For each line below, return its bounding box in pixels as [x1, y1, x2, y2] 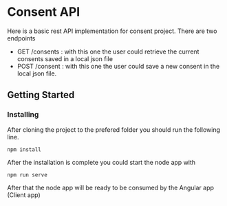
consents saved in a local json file [17, 54, 113, 62]
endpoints [7, 34, 36, 42]
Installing [7, 110, 39, 119]
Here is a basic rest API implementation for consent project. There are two [7, 27, 217, 35]
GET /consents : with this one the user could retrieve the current [17, 47, 199, 56]
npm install [7, 146, 41, 153]
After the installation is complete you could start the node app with [7, 158, 196, 166]
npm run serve [7, 171, 48, 179]
